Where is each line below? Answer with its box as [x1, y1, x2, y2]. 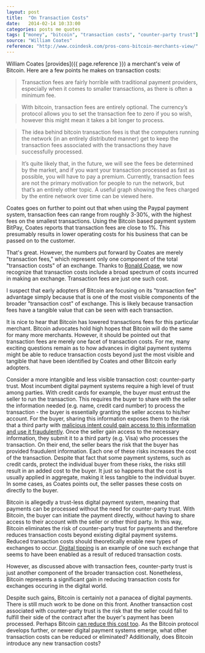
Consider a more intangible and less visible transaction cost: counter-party [6, 376, 195, 383]
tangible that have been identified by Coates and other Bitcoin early [6, 357, 177, 365]
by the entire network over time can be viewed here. [21, 192, 154, 199]
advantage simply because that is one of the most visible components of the [6, 293, 199, 301]
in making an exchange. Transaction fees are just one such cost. [6, 274, 169, 282]
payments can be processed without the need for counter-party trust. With [6, 504, 195, 512]
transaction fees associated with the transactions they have [21, 141, 172, 149]
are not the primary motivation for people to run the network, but [21, 179, 185, 187]
